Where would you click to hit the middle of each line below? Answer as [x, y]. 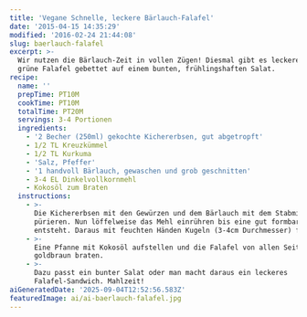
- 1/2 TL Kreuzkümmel [67, 145]
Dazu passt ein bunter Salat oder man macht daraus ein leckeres [160, 273]
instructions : [44, 196]
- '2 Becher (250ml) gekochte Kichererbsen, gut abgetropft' [144, 137]
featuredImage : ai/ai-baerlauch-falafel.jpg [95, 298]
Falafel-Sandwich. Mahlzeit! [89, 281]
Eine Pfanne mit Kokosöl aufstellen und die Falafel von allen [157, 248]
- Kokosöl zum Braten [67, 188]
